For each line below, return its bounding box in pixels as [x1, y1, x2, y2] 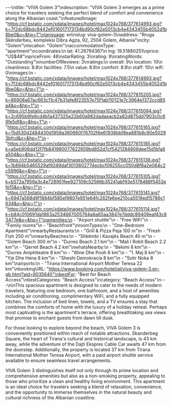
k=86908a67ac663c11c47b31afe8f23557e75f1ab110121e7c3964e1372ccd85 [5, 97, 166, 103]
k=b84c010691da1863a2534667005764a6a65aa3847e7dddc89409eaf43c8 [5, 211, 167, 217]
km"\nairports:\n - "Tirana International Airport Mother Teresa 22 [5, 260, 143, 266]
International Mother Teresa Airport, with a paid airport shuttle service [5, 352, 154, 358]
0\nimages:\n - [5, 70, 37, 76]
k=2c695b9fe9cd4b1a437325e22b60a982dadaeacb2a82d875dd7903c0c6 [5, 113, 166, 119]
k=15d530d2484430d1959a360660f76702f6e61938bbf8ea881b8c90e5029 [5, 130, 166, 135]
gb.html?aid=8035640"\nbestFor [5, 271, 75, 277]
